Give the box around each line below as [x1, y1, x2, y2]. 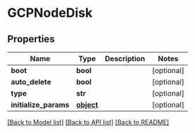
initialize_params [11, 100, 69, 110]
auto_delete [11, 77, 52, 87]
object [76, 100, 99, 110]
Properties [7, 33, 55, 45]
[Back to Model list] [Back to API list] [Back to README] [7, 118, 170, 126]
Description [105, 54, 146, 63]
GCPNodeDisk [7, 5, 93, 21]
